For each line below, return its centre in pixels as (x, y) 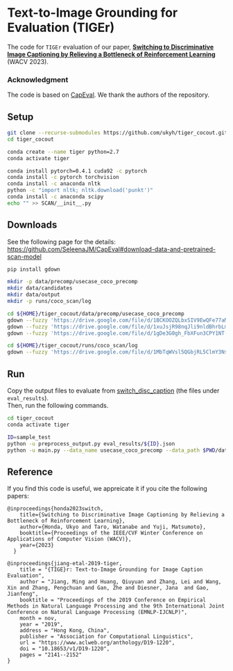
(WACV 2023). (28, 61)
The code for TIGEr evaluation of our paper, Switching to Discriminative (111, 47)
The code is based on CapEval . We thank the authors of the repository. (109, 95)
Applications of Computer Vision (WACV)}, (69, 539)
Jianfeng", (23, 594)
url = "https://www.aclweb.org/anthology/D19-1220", (97, 643)
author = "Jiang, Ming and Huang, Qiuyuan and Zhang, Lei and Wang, (121, 582)
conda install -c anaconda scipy (55, 197)
